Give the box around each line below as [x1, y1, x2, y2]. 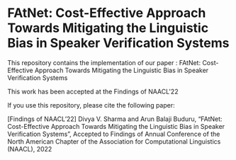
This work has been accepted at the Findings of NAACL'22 [7, 87, 179, 96]
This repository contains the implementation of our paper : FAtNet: [7, 58, 201, 67]
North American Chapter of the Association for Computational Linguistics [7, 137, 221, 146]
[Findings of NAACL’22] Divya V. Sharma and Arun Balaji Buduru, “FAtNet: [7, 115, 223, 123]
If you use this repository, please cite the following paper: [7, 101, 175, 109]
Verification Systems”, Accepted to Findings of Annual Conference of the [7, 130, 220, 138]
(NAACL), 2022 [7, 144, 52, 153]
